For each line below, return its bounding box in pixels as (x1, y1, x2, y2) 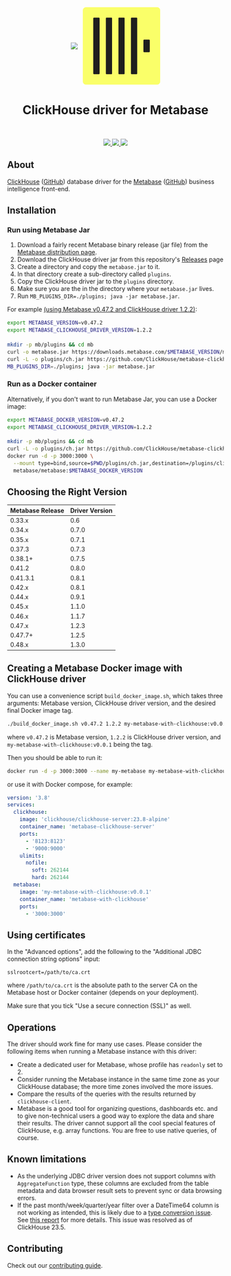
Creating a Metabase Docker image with (7, 662, 183, 674)
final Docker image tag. (7, 706, 74, 714)
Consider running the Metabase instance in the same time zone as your (16, 1075, 220, 1083)
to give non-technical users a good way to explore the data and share (16, 1112, 214, 1120)
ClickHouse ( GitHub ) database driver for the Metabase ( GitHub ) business (7, 177, 214, 186)
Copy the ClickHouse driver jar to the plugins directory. (16, 277, 175, 285)
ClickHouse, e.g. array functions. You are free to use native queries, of (16, 1127, 217, 1135)
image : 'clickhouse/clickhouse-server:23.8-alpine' (19, 816, 170, 823)
